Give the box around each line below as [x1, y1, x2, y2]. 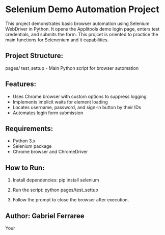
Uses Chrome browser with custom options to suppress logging [12, 93, 147, 99]
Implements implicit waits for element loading [12, 98, 108, 105]
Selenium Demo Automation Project [5, 4, 159, 15]
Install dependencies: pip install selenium [12, 177, 99, 183]
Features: [5, 80, 37, 89]
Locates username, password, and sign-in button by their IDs [12, 104, 142, 110]
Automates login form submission [12, 110, 84, 116]
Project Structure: [5, 51, 64, 60]
